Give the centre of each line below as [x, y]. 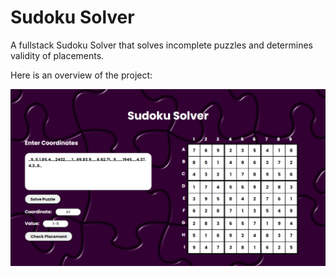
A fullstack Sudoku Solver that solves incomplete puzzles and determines [161, 45]
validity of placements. [57, 55]
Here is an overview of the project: [81, 75]
